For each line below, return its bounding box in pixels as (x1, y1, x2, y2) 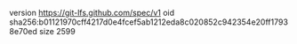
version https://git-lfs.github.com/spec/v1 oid (9, 8, 175, 18)
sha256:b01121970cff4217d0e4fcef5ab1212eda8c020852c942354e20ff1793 (9, 17, 289, 27)
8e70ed (9, 26, 38, 36)
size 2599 (39, 26, 76, 36)
